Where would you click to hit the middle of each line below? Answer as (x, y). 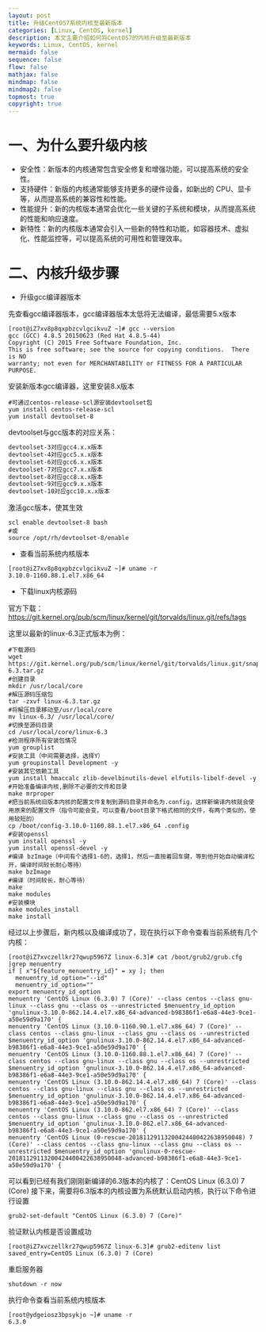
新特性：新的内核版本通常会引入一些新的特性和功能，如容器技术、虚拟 (134, 229)
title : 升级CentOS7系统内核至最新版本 (66, 23)
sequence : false (35, 60)
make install (30, 917)
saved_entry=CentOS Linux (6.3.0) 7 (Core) (81, 1254)
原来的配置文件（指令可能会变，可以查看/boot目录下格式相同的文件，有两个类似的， (132, 811)
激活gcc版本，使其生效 (46, 507)
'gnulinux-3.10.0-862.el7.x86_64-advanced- (155, 1124)
